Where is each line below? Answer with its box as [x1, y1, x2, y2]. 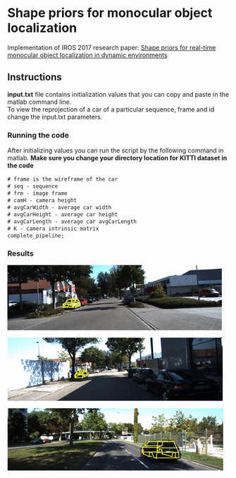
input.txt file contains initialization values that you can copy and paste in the [7, 90, 230, 98]
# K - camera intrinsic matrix [7, 225, 99, 232]
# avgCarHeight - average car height [7, 211, 118, 218]
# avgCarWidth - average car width [7, 204, 112, 211]
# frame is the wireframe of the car [7, 176, 118, 183]
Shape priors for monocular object [7, 5, 213, 21]
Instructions [7, 71, 62, 83]
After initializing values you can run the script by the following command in [7, 146, 224, 155]
